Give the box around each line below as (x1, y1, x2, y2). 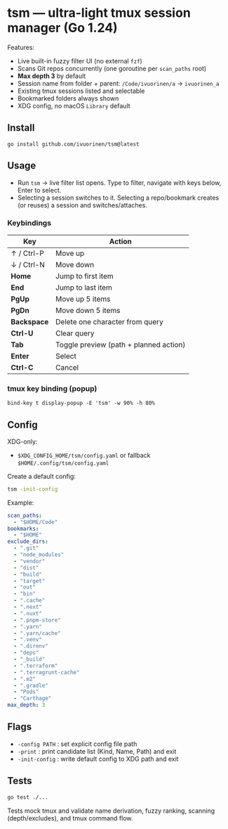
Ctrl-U (11, 328, 34, 338)
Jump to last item (55, 283, 112, 293)
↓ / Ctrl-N (11, 259, 46, 269)
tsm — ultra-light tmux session (7, 5, 191, 21)
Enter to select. (17, 186, 62, 194)
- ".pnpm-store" (13, 617, 61, 624)
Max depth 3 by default (17, 72, 86, 80)
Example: (7, 498, 34, 507)
